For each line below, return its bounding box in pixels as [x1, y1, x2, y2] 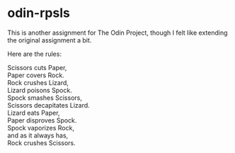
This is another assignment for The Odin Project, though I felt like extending [7, 28, 228, 37]
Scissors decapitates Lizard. [7, 101, 90, 109]
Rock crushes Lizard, [7, 78, 69, 86]
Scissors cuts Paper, [7, 63, 67, 72]
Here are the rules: [7, 50, 62, 58]
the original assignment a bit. [7, 35, 92, 44]
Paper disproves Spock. [7, 115, 77, 125]
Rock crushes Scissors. [7, 138, 76, 147]
